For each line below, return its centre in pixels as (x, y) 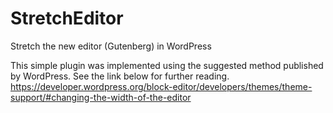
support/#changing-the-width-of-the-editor (101, 97)
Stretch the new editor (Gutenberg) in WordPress (111, 46)
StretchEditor (67, 18)
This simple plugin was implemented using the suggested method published (167, 65)
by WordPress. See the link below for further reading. (120, 76)
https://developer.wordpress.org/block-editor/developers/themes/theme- (161, 86)
